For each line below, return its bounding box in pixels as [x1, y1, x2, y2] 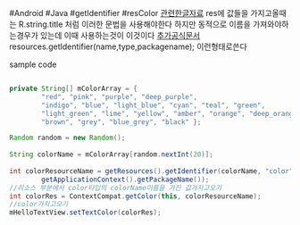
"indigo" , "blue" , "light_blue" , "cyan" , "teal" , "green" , [41, 101, 266, 110]
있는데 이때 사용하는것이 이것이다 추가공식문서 [39, 30, 201, 40]
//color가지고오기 [9, 200, 69, 209]
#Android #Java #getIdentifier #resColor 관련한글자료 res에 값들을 [9, 8, 249, 18]
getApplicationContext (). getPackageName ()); [41, 175, 210, 184]
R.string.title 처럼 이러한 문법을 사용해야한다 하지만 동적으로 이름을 [18, 19, 252, 29]
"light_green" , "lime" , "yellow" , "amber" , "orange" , [41, 109, 246, 118]
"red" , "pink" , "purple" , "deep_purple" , [41, 92, 198, 101]
